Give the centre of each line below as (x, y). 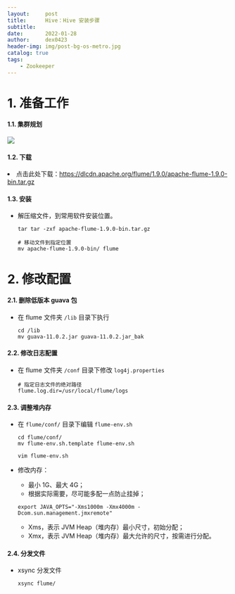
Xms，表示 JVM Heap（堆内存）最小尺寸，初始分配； (106, 527)
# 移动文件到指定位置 (44, 243)
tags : (15, 60)
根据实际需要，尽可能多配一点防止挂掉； (87, 494)
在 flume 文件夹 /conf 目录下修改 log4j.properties (91, 370)
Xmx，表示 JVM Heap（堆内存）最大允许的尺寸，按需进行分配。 (122, 536)
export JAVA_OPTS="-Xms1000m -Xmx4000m (76, 507)
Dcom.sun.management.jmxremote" (65, 513)
